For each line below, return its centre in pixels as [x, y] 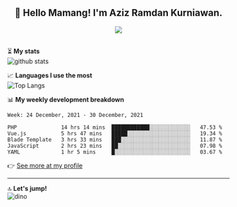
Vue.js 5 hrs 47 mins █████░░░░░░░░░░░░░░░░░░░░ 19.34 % [115, 133]
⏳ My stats [24, 51]
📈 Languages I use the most [50, 75]
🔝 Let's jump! [27, 188]
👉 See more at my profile [45, 165]
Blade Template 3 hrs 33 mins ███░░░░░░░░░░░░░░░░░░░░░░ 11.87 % [115, 139]
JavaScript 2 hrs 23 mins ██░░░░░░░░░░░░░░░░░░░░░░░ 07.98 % [115, 146]
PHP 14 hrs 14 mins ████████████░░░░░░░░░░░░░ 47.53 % [115, 127]
